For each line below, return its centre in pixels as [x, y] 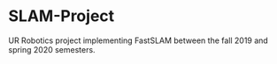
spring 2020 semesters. [52, 49]
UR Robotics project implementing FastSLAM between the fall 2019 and [138, 40]
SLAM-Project [62, 16]
